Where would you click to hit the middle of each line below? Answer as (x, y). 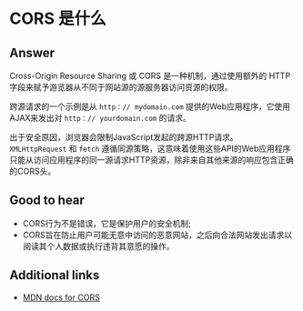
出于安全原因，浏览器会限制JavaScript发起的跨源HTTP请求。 (124, 137)
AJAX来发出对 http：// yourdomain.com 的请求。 (100, 118)
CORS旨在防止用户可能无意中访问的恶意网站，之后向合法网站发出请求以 (157, 235)
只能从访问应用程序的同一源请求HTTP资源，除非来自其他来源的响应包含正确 (151, 160)
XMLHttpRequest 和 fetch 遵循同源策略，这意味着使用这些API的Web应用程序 (150, 148)
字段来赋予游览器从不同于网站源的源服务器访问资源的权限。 (121, 87)
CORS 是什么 (58, 19)
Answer (32, 52)
